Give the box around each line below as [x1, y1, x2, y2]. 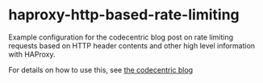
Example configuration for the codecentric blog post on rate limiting [8, 32, 234, 42]
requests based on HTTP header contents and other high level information [8, 40, 256, 50]
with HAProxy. [8, 49, 56, 59]
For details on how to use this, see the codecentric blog [8, 64, 194, 74]
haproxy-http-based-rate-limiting [8, 6, 240, 24]
